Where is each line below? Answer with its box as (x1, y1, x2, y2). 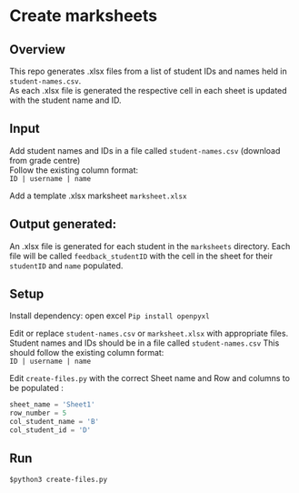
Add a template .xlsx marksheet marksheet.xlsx (9, 190, 187, 201)
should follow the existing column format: (9, 347, 164, 358)
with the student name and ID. (9, 95, 122, 106)
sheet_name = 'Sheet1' (9, 400, 95, 409)
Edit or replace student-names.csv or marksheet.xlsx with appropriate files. (9, 328, 289, 339)
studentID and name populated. (9, 260, 124, 271)
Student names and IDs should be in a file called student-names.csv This (9, 337, 280, 348)
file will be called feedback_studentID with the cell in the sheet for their (9, 250, 274, 261)
